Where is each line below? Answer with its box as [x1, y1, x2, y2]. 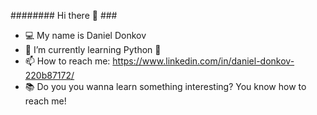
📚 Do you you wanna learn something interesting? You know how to [24, 81, 307, 92]
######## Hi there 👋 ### [10, 10, 118, 21]
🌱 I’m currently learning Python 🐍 [24, 44, 162, 55]
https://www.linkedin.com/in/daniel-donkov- [112, 55, 295, 67]
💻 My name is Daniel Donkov [24, 30, 147, 41]
